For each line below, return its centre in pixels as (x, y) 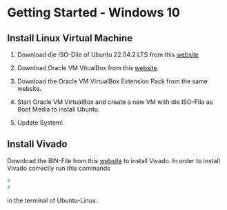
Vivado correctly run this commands (59, 168)
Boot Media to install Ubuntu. (58, 109)
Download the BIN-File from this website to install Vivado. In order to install (114, 160)
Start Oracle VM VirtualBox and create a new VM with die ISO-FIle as (115, 102)
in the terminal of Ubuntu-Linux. (52, 200)
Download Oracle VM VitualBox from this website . (88, 68)
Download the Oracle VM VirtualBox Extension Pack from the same (112, 81)
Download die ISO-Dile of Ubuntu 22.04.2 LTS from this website (108, 54)
